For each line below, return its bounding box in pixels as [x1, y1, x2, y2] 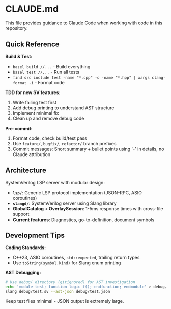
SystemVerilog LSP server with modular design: [5, 179, 105, 186]
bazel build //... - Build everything [12, 63, 91, 69]
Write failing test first [12, 99, 57, 105]
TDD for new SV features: [5, 89, 61, 96]
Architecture [5, 166, 47, 175]
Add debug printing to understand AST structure [12, 105, 115, 111]
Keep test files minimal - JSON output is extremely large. [5, 298, 124, 304]
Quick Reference [5, 40, 60, 49]
